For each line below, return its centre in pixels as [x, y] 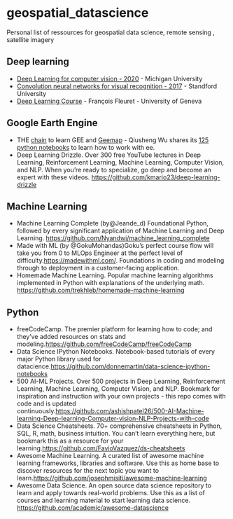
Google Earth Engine [52, 123]
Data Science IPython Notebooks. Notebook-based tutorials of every [115, 352]
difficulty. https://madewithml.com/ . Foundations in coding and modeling [120, 261]
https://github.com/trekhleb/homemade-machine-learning [100, 290]
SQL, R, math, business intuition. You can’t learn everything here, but [116, 434]
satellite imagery [30, 39]
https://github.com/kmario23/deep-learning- [156, 177]
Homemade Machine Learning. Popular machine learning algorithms [115, 275]
